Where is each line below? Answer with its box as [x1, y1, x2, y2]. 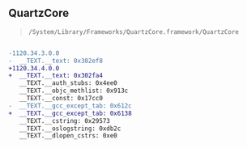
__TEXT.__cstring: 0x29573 [19, 116, 111, 125]
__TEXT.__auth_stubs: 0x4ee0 [19, 79, 117, 87]
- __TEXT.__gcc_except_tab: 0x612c [8, 101, 132, 110]
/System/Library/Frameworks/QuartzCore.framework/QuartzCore [28, 27, 240, 36]
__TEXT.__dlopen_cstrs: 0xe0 [19, 132, 117, 140]
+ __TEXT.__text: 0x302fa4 [8, 72, 104, 80]
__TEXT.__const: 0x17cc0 [19, 95, 104, 103]
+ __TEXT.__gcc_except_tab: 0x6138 [8, 109, 132, 117]
